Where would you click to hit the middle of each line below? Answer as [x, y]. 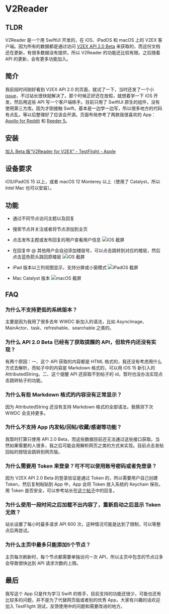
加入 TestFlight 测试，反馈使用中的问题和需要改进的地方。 [65, 606]
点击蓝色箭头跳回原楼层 [37, 257]
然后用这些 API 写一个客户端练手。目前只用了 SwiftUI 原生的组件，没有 [87, 102]
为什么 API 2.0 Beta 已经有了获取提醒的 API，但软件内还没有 [78, 342]
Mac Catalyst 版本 [31, 278]
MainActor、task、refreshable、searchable [50, 328]
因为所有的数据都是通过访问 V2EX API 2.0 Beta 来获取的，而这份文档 [90, 46]
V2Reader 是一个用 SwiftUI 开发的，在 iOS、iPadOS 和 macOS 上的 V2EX [81, 40]
